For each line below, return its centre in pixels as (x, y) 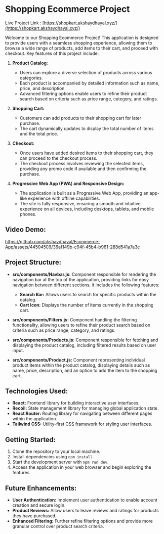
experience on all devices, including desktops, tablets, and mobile (87, 209)
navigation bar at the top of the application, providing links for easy (81, 279)
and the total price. (39, 133)
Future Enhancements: (41, 488)
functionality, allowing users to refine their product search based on (81, 325)
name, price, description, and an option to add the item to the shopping (85, 370)
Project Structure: (33, 262)
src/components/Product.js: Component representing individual (79, 360)
